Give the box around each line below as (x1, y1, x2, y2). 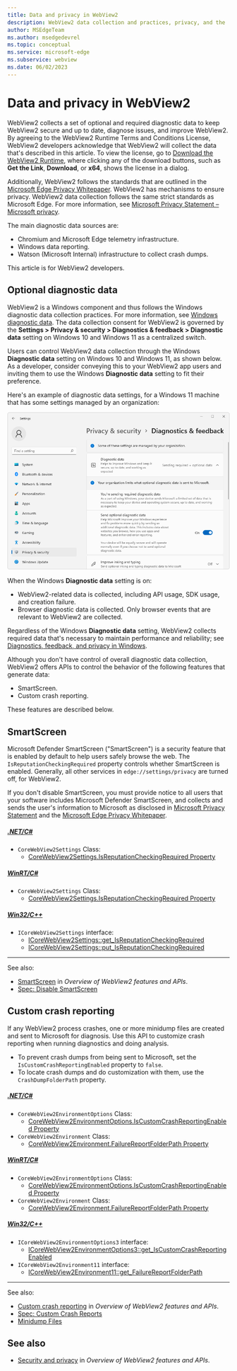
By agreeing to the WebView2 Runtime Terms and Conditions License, (7, 133, 211, 142)
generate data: (7, 670, 50, 679)
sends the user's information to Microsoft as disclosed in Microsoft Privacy (7, 803, 226, 812)
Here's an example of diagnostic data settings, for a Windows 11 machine (7, 390, 220, 399)
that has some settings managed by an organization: (7, 398, 160, 406)
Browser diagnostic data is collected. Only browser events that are (17, 605, 212, 614)
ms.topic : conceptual (7, 41, 71, 49)
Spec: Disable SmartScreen (17, 985, 98, 993)
